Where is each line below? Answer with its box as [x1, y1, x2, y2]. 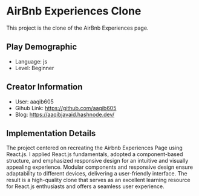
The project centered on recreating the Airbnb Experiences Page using [6, 144, 183, 152]
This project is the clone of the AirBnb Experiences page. [6, 24, 149, 31]
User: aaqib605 [15, 98, 54, 105]
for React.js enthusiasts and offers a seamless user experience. [6, 183, 165, 190]
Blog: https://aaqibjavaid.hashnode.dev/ [15, 111, 115, 118]
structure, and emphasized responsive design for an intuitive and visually [6, 157, 189, 165]
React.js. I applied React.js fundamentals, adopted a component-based [6, 151, 183, 158]
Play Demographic [6, 42, 77, 52]
